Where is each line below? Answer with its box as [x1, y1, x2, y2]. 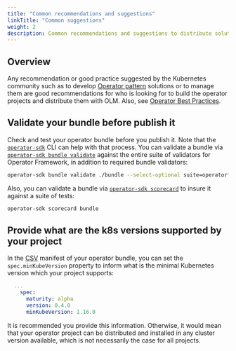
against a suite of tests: [7, 191, 75, 200]
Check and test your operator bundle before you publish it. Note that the [7, 135, 216, 144]
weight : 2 [7, 23, 37, 30]
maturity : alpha [25, 296, 74, 303]
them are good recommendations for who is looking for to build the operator [7, 89, 228, 98]
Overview [7, 55, 51, 67]
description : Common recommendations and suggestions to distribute [7, 29, 212, 37]
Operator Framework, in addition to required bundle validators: [7, 158, 188, 166]
